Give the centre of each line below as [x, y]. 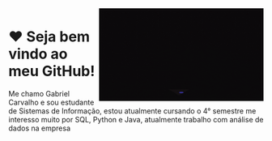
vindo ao [38, 54]
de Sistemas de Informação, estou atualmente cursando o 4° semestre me [132, 111]
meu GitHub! [52, 71]
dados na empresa [40, 128]
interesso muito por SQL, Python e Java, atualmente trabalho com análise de [136, 119]
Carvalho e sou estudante [51, 102]
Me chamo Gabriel [39, 93]
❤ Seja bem [49, 37]
